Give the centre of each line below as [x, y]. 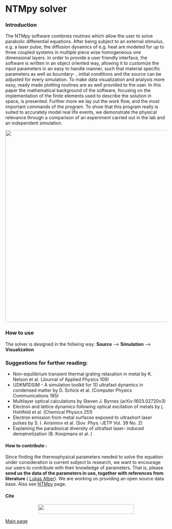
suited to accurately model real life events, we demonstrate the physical [81, 112]
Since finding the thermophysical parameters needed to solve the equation [84, 457]
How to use [20, 333]
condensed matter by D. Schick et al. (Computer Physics [72, 390]
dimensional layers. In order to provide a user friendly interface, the [76, 58]
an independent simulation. [34, 123]
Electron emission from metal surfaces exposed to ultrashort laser [82, 417]
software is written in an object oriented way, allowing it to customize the [82, 63]
